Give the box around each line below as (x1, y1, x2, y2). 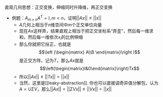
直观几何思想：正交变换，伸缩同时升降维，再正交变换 (4, 4, 113, 10)
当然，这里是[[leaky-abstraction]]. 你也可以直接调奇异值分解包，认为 (19, 80, 159, 86)
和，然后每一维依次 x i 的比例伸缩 (19, 34, 83, 41)
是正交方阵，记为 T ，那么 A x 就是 (19, 58, 84, 64)
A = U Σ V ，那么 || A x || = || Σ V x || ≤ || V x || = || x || (19, 86, 112, 92)
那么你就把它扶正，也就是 (19, 41, 71, 47)
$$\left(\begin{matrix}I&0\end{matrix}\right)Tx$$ (39, 65, 140, 71)
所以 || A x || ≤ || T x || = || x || (19, 74, 69, 80)
